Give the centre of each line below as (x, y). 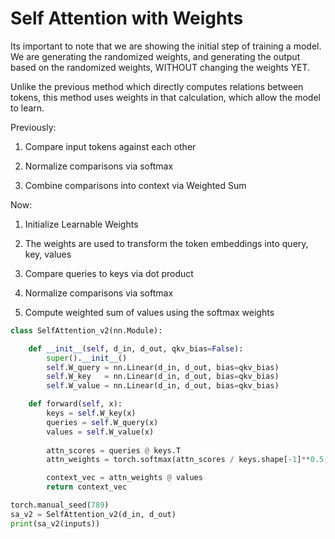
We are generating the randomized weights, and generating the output (155, 56)
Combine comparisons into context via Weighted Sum (135, 185)
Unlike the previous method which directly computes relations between (157, 86)
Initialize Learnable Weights (81, 224)
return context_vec (87, 487)
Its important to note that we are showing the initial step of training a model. (166, 46)
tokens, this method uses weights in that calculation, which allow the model (165, 97)
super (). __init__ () (87, 358)
